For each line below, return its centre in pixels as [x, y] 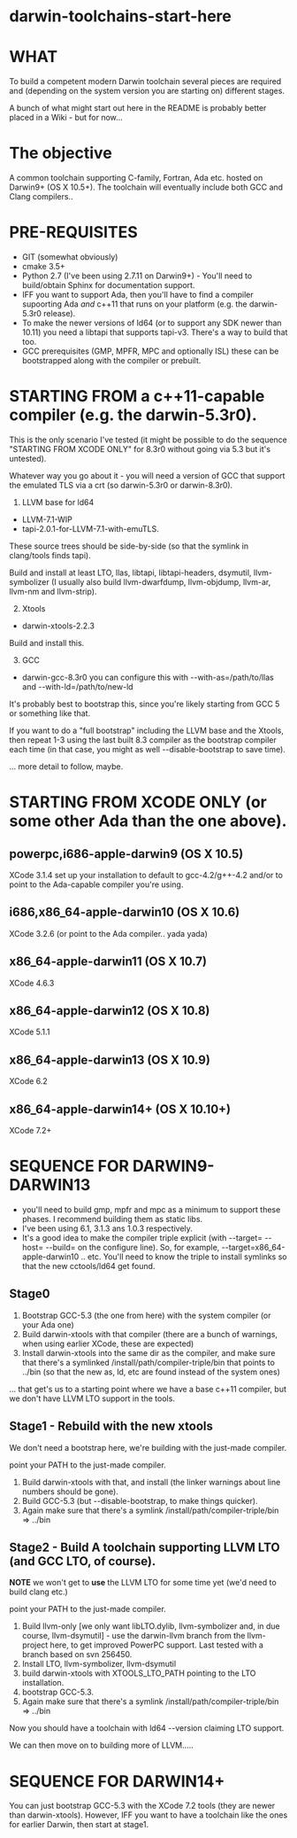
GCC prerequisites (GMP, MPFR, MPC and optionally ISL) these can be [150, 351]
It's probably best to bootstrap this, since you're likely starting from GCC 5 [145, 704]
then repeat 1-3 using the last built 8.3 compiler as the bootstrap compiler [143, 740]
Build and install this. [47, 643]
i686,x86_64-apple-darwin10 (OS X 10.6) [125, 912]
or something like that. [50, 713]
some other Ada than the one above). [148, 821]
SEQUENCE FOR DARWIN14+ [117, 1781]
